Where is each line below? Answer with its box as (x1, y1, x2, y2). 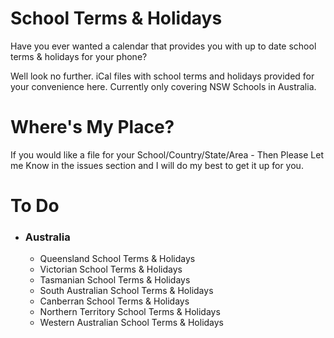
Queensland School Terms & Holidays (39, 253, 196, 265)
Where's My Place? (10, 116, 175, 139)
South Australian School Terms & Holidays (39, 285, 214, 297)
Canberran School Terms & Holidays (39, 295, 190, 307)
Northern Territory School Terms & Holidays (39, 306, 221, 318)
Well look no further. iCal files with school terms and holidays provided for (10, 70, 315, 82)
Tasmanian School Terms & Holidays (39, 274, 191, 286)
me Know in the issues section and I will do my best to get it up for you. (10, 159, 304, 171)
